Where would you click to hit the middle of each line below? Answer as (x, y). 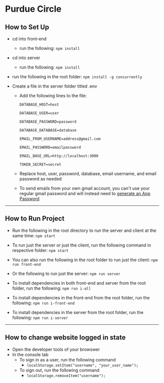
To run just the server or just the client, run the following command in (82, 245)
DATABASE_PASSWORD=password (48, 122)
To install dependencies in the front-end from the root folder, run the (81, 297)
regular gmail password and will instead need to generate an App (85, 193)
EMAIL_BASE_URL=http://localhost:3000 (59, 156)
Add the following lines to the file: (53, 96)
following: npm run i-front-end (43, 303)
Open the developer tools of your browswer (56, 349)
